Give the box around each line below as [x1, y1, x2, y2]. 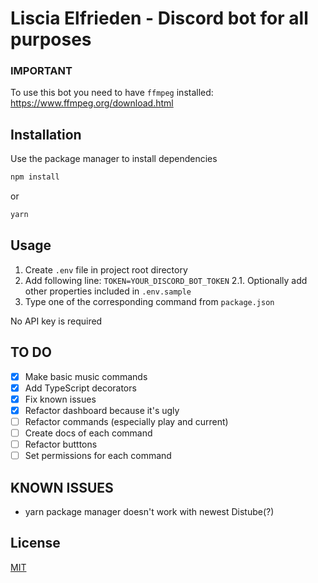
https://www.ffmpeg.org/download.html [10, 97, 174, 109]
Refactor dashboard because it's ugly [24, 404, 180, 416]
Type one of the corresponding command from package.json [24, 295, 275, 307]
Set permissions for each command [24, 450, 172, 462]
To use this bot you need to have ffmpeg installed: [10, 87, 214, 99]
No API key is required [10, 315, 103, 327]
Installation [10, 126, 82, 143]
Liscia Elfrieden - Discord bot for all [10, 7, 309, 30]
